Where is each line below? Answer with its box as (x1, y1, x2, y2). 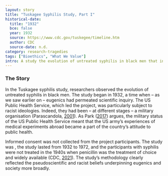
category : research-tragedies (5, 49, 68, 54)
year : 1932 (9, 30, 32, 35)
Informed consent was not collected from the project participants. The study (5, 138, 162, 144)
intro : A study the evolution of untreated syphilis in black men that (5, 58, 157, 63)
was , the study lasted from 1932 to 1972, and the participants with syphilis (5, 143, 159, 150)
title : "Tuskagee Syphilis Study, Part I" (5, 12, 95, 17)
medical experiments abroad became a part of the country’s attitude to (5, 123, 151, 129)
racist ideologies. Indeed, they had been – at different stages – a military (5, 107, 153, 113)
